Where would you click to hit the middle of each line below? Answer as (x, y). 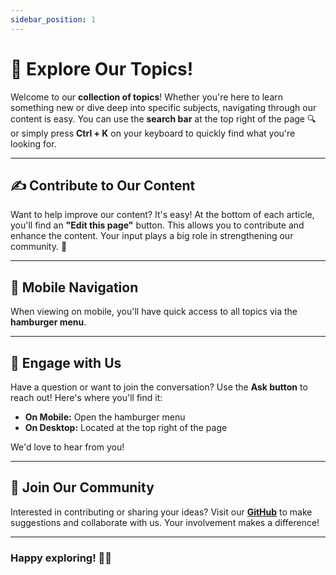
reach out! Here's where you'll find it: (86, 397)
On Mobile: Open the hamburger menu (105, 417)
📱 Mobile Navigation (74, 287)
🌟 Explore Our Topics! (102, 68)
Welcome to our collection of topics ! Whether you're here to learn (147, 97)
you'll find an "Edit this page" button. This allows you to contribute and (157, 225)
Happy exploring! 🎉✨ (61, 558)
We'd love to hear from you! (67, 447)
